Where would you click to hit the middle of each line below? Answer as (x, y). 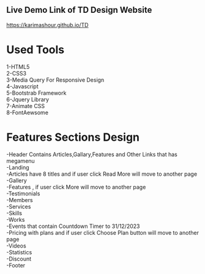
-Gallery (17, 180)
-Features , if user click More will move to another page (76, 187)
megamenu (20, 161)
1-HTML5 (18, 66)
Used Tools (35, 50)
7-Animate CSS (26, 106)
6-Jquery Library (28, 99)
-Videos (16, 246)
